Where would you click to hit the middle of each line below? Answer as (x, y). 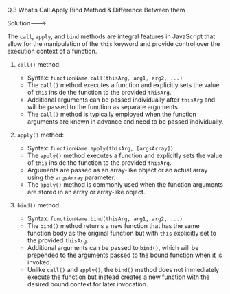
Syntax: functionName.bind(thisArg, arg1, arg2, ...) (105, 218)
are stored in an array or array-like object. (86, 192)
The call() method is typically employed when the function (112, 114)
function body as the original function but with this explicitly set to (122, 233)
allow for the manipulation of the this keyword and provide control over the (114, 44)
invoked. (39, 262)
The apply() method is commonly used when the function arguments (125, 184)
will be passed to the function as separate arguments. (103, 107)
